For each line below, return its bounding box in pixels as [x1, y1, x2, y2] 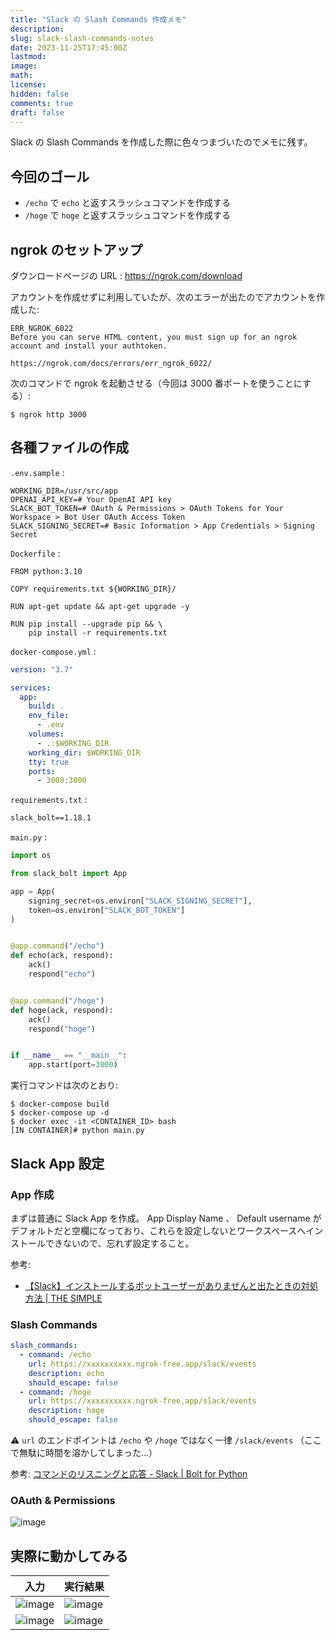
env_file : [28, 711, 70, 721]
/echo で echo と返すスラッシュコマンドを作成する [24, 197, 232, 209]
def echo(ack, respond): [10, 951, 114, 961]
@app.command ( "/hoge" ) [10, 996, 105, 1006]
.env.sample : [10, 466, 65, 478]
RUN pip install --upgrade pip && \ [10, 619, 163, 629]
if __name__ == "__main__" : [10, 1051, 128, 1061]
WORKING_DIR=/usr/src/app [10, 486, 118, 496]
